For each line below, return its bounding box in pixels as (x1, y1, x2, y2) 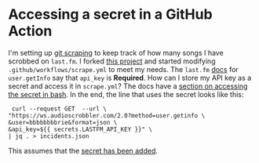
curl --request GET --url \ (11, 104, 108, 113)
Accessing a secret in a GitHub (8, 5, 213, 24)
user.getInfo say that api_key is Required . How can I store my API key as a (8, 73, 252, 82)
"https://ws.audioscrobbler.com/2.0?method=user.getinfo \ (8, 111, 206, 119)
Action (8, 22, 53, 40)
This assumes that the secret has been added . (8, 146, 159, 155)
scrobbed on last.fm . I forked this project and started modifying (8, 56, 216, 66)
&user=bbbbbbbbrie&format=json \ (8, 118, 118, 126)
